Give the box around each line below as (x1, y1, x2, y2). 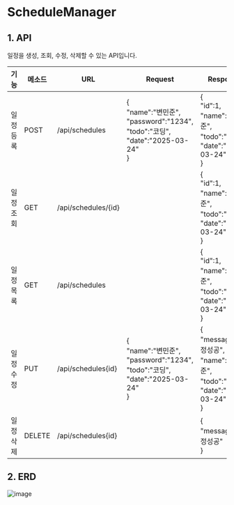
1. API (7, 32, 32, 44)
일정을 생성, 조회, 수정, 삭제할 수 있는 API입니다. (7, 52, 137, 59)
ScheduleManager (7, 4, 117, 20)
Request (146, 75, 174, 84)
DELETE (24, 431, 51, 440)
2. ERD (7, 471, 37, 483)
